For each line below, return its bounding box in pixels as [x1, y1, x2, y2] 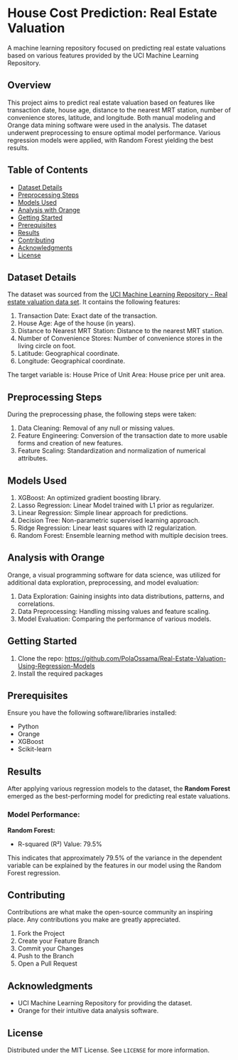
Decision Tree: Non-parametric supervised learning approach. [17, 517, 200, 524]
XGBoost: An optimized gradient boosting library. [17, 494, 161, 502]
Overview [7, 80, 52, 92]
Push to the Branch [17, 952, 75, 961]
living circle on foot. [17, 342, 76, 350]
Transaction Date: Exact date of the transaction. [17, 311, 158, 320]
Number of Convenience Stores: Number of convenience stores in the [17, 334, 222, 342]
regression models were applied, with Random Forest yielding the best [7, 136, 214, 144]
